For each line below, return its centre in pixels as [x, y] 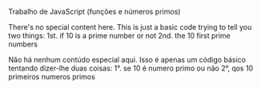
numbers [23, 44]
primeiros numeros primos [52, 77]
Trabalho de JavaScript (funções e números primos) [94, 12]
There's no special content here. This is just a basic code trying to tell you [130, 27]
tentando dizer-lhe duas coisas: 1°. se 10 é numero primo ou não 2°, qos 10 [131, 68]
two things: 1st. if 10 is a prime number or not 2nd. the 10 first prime [119, 36]
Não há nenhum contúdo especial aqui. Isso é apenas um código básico [127, 60]
